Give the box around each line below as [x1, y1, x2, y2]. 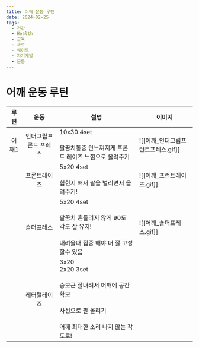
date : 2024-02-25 [6, 14, 49, 20]
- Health [11, 31, 33, 37]
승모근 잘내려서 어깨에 [59, 281, 117, 290]
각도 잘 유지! [59, 223, 92, 231]
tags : [6, 20, 20, 26]
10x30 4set [59, 128, 92, 137]
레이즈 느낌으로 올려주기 [66, 153, 130, 161]
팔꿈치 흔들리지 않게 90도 [59, 214, 127, 222]
